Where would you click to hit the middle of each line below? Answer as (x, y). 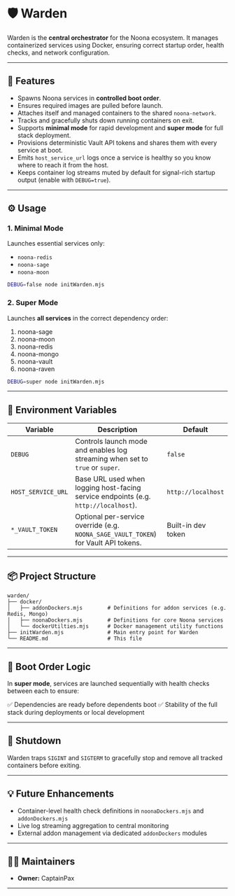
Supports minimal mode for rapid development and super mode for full (120, 127)
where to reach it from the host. (63, 164)
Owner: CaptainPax (46, 878)
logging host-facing (108, 488)
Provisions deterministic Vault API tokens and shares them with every (117, 142)
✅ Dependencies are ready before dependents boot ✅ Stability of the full (113, 704)
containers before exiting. (44, 765)
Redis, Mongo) (28, 614)
